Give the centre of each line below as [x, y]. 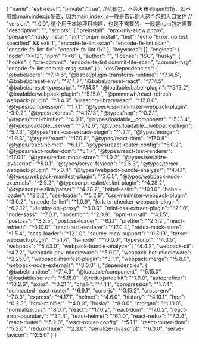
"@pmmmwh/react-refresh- [139, 94]
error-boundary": [27, 316]
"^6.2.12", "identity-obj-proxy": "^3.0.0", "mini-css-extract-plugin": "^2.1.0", [98, 208]
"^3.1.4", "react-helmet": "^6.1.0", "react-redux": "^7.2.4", [119, 316]
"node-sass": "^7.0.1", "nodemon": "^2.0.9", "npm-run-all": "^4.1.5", [88, 214]
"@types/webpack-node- [151, 176]
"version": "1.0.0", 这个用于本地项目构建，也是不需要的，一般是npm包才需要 [99, 24]
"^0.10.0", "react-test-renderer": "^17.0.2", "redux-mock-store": [106, 227]
